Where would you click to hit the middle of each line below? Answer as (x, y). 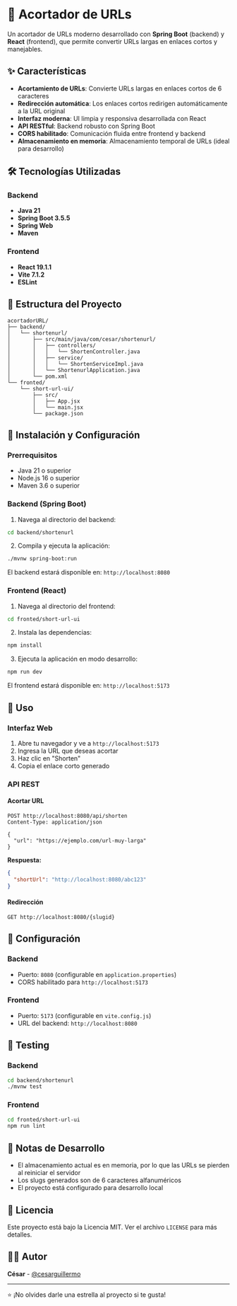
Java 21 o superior (44, 470)
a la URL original (41, 111)
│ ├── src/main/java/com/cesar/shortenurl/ (82, 339)
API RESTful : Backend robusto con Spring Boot (86, 126)
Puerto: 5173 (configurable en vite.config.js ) (84, 1015)
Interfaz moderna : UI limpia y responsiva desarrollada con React (112, 118)
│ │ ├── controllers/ (52, 345)
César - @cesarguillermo (44, 1273)
